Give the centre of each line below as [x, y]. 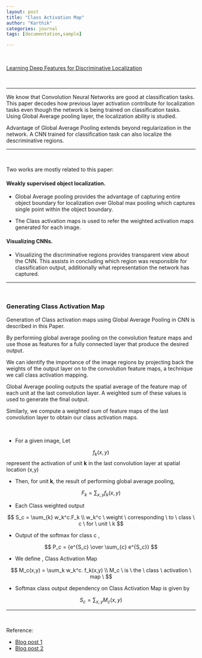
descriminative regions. [35, 141]
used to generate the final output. [47, 399]
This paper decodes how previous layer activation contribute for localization [100, 103]
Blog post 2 [29, 648]
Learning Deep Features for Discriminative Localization [74, 68]
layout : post [23, 12]
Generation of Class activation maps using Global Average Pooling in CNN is [101, 320]
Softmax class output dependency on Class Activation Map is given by [102, 588]
